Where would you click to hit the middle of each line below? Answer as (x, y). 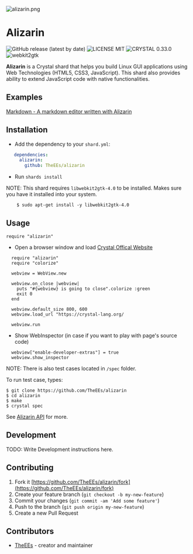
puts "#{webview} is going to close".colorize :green (83, 289)
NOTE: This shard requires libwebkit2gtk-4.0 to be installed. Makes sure (94, 188)
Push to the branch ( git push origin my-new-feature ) (79, 507)
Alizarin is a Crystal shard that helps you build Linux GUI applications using (97, 66)
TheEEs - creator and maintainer (54, 545)
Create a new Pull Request (46, 513)
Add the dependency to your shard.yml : (62, 144)
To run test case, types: (35, 380)
